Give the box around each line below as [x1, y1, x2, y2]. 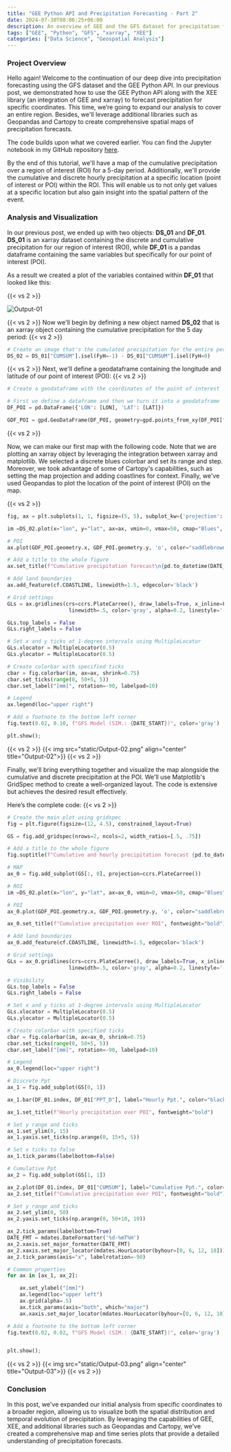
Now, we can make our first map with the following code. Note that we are [7, 442, 217, 450]
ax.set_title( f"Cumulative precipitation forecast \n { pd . [7, 563, 174, 570]
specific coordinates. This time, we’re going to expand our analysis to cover [7, 103, 221, 111]
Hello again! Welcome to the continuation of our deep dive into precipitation [7, 74, 221, 82]
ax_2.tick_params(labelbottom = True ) [7, 1228, 112, 1235]
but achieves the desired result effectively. [7, 787, 128, 795]
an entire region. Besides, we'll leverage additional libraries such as [7, 111, 198, 119]
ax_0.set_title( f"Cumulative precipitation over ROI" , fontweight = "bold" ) [7, 921, 226, 927]
